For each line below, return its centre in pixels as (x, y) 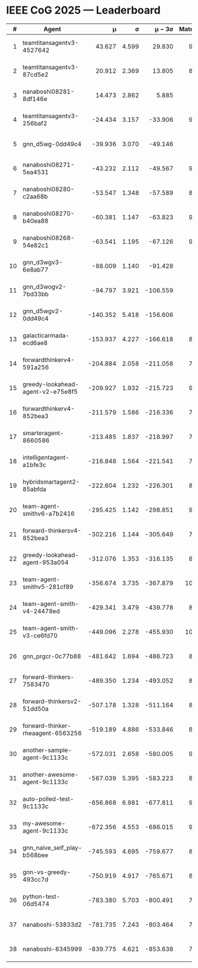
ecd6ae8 (35, 342)
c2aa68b (35, 196)
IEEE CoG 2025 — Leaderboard (83, 10)
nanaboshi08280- (49, 189)
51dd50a (36, 708)
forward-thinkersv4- (52, 530)
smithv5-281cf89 (48, 587)
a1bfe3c (34, 465)
